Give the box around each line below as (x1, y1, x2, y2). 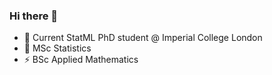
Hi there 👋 (9, 9, 59, 23)
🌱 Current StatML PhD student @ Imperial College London (23, 32, 263, 44)
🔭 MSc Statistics (23, 42, 92, 54)
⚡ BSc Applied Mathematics (23, 54, 139, 66)
